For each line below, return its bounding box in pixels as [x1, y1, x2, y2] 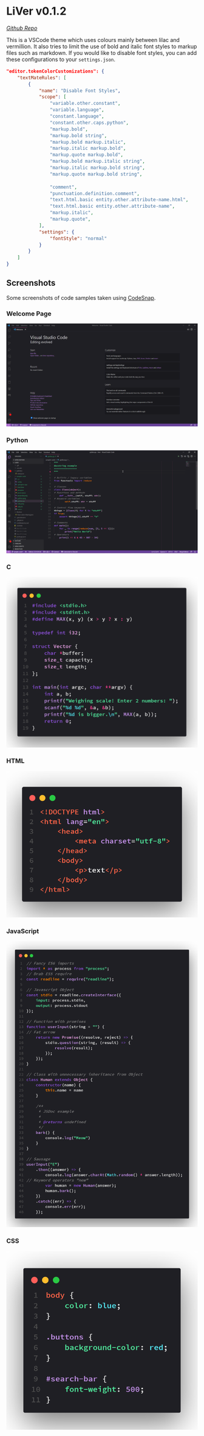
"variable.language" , [49, 107, 104, 113]
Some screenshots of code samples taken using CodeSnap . [6, 294, 156, 301]
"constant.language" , [49, 113, 104, 119]
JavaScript [6, 926, 39, 935]
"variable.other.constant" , [49, 101, 121, 107]
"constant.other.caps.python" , [49, 119, 129, 126]
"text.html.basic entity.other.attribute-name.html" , [49, 197, 189, 203]
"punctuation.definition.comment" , [49, 190, 140, 196]
